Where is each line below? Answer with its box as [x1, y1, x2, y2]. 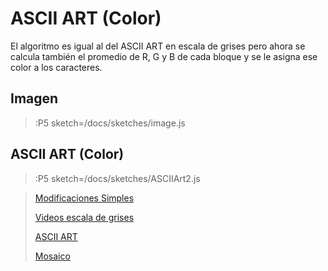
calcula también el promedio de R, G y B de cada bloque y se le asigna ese [10, 50, 318, 62]
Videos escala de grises [34, 211, 135, 223]
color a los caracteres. [10, 61, 103, 73]
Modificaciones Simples [34, 192, 135, 204]
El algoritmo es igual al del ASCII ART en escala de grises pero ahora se [10, 40, 306, 52]
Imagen [10, 90, 59, 107]
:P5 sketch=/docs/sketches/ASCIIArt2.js [34, 172, 201, 184]
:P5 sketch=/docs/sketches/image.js [34, 117, 186, 129]
